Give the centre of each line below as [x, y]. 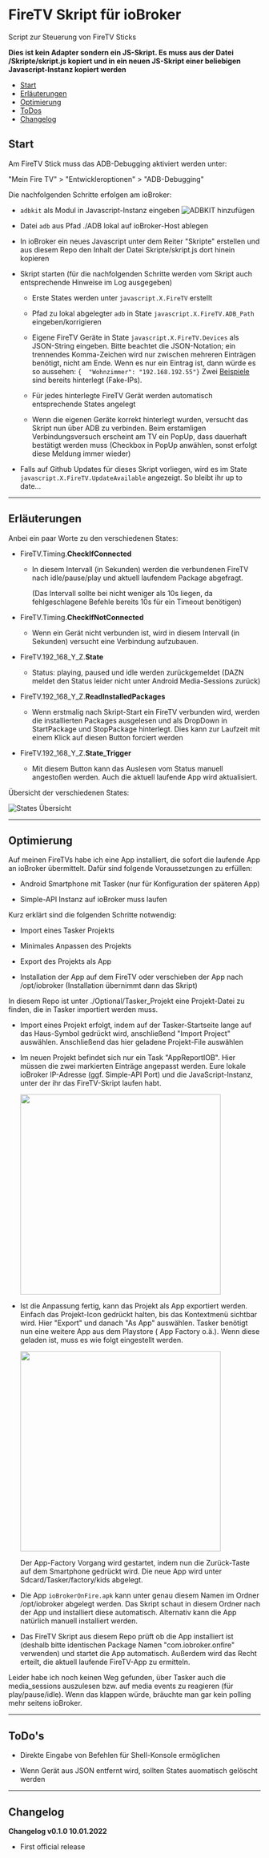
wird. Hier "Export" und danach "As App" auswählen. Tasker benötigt [134, 1323]
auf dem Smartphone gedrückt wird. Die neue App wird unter [121, 1571]
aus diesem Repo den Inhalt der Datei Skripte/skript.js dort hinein [127, 249]
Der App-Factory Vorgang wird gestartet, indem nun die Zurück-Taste [135, 1563]
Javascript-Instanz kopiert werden [67, 69]
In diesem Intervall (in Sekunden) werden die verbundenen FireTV [140, 569]
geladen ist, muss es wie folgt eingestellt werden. [101, 1340]
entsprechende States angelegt [84, 404]
